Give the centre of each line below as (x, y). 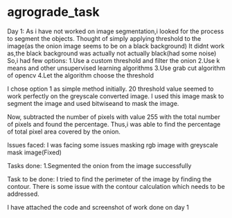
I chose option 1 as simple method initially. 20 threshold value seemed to (110, 89)
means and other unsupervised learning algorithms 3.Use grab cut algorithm (116, 68)
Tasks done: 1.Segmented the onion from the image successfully (99, 165)
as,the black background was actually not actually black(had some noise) (112, 53)
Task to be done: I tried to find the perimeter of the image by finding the (109, 179)
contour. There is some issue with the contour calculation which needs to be (116, 186)
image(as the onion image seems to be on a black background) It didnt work (116, 46)
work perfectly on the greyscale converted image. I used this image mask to (116, 96)
